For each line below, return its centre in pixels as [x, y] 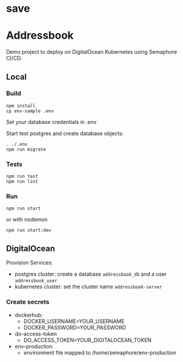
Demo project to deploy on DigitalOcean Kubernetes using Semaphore [91, 52]
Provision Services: [30, 263]
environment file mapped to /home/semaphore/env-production [100, 353]
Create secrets [28, 302]
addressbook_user [36, 281]
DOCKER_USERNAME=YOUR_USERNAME [74, 321]
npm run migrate [26, 149]
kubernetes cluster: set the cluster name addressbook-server [88, 287]
